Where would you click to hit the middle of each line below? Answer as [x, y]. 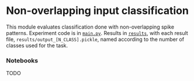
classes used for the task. [37, 45]
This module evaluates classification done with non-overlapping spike [90, 27]
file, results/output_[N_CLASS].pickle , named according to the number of [95, 39]
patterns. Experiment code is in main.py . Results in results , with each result [97, 33]
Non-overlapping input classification [97, 11]
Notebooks [22, 61]
